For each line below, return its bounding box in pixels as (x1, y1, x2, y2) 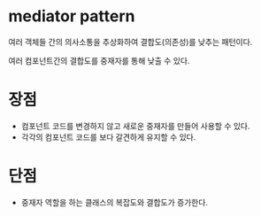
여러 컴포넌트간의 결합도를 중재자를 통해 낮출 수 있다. (8, 55, 190, 66)
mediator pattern (8, 6, 135, 27)
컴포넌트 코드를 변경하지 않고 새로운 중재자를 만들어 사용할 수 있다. (20, 120, 250, 131)
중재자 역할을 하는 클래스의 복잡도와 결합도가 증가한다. (20, 197, 209, 207)
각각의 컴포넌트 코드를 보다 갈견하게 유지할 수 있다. (20, 131, 196, 143)
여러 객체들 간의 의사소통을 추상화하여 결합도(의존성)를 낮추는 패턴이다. (8, 36, 253, 47)
